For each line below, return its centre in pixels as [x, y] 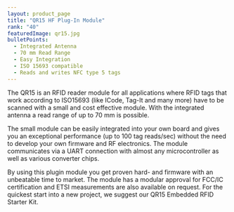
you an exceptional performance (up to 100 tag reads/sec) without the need [117, 136]
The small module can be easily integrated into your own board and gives [113, 128]
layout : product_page [39, 14]
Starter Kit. [23, 201]
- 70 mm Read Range [42, 53]
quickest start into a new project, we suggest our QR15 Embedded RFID [111, 194]
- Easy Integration [42, 60]
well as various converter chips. [53, 158]
